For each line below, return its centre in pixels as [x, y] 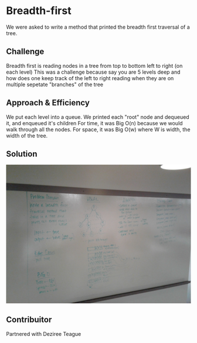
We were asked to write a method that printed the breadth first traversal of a [98, 27]
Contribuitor [29, 320]
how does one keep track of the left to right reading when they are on [90, 78]
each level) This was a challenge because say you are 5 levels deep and [93, 72]
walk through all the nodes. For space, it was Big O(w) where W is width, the [98, 129]
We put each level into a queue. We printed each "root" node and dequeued [98, 117]
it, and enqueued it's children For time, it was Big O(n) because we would [94, 123]
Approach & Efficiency [48, 103]
